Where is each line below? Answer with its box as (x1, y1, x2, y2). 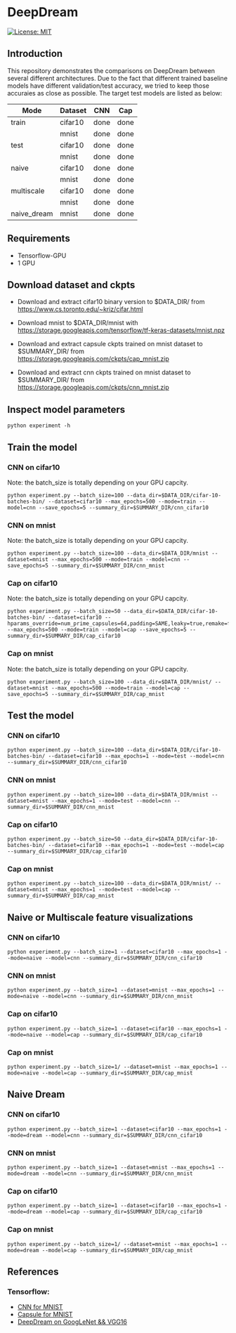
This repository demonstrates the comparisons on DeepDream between (7, 66, 216, 74)
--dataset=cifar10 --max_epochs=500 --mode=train (48, 498, 197, 505)
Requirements (7, 232, 70, 244)
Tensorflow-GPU (17, 251, 67, 260)
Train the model (7, 441, 77, 453)
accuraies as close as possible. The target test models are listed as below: (7, 88, 223, 97)
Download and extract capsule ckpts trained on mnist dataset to (17, 340, 203, 348)
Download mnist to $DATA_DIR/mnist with (17, 319, 138, 327)
